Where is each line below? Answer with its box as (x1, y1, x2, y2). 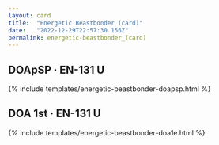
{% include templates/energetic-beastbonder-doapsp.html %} (8, 84, 211, 93)
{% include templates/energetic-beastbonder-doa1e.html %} (8, 128, 206, 137)
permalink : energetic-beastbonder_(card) (8, 33, 147, 42)
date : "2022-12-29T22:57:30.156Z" (8, 26, 129, 34)
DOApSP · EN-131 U (8, 63, 105, 76)
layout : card (8, 11, 51, 20)
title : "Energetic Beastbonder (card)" (8, 19, 144, 27)
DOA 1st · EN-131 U (8, 107, 101, 120)
